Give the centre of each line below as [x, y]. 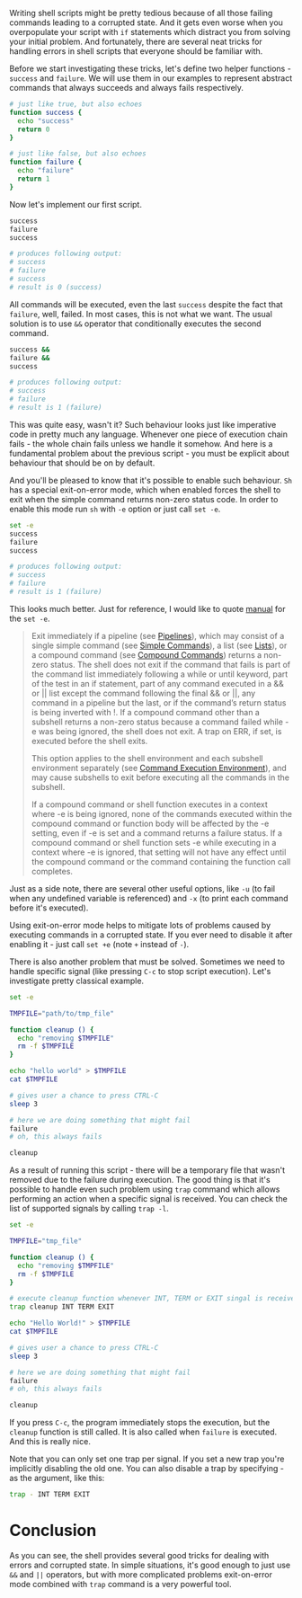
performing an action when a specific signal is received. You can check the [148, 1199]
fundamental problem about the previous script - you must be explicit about [149, 453]
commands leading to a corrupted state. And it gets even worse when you [146, 22]
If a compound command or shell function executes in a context [149, 804]
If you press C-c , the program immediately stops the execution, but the [140, 1423]
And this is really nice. [50, 1442]
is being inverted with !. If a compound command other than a [146, 712]
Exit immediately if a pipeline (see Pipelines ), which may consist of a [158, 635]
